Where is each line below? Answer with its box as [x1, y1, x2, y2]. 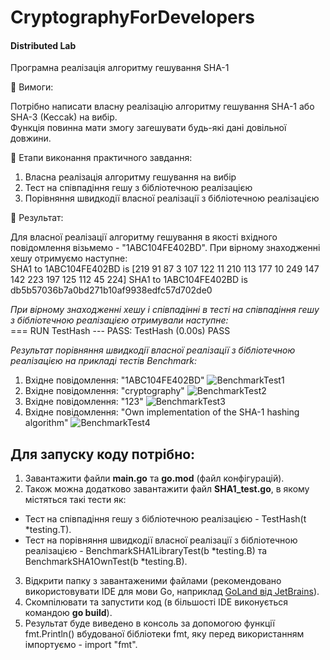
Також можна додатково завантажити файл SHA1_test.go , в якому [24, 483, 310, 495]
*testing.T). [24, 524, 72, 536]
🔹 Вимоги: [10, 81, 54, 93]
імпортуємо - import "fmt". [24, 639, 138, 651]
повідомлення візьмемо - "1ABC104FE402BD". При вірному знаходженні [10, 242, 321, 254]
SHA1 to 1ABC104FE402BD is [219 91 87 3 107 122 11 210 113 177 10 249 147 [10, 263, 320, 275]
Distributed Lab [10, 39, 77, 51]
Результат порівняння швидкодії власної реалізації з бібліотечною [10, 344, 296, 356]
